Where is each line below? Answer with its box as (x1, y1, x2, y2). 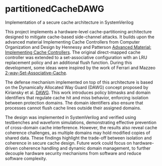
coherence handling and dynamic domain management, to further (18, 145, 151, 151)
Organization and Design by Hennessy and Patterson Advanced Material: (5, 44, 152, 50)
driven (5, 145, 18, 151)
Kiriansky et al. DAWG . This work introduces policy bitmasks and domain (5, 90, 151, 95)
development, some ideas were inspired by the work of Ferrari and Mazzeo (5, 64, 156, 71)
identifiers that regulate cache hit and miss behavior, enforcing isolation (5, 94, 148, 100)
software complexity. (5, 155, 47, 161)
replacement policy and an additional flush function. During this (5, 60, 132, 65)
